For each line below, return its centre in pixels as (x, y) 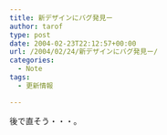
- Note (30, 69)
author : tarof (37, 26)
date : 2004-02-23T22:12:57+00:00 (73, 43)
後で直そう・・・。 (46, 120)
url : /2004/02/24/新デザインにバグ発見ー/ (83, 52)
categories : (32, 60)
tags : (20, 78)
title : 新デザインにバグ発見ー (61, 18)
